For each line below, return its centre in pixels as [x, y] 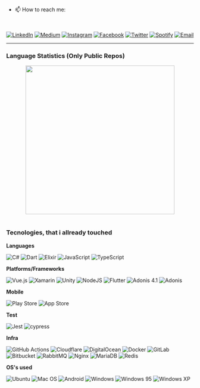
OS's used [19, 367]
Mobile [15, 292]
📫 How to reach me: [40, 10]
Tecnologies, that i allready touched [59, 233]
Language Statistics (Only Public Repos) [65, 55]
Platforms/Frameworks [35, 268]
